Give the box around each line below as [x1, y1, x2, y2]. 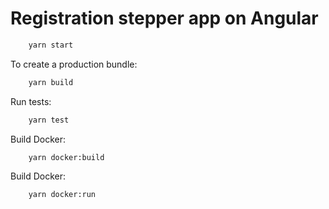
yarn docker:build [28, 152, 105, 162]
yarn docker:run [28, 190, 97, 200]
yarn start [28, 40, 74, 50]
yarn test [28, 115, 70, 125]
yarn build [28, 77, 74, 87]
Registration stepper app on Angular [10, 7, 319, 30]
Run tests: [10, 95, 52, 107]
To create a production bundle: [10, 58, 138, 70]
